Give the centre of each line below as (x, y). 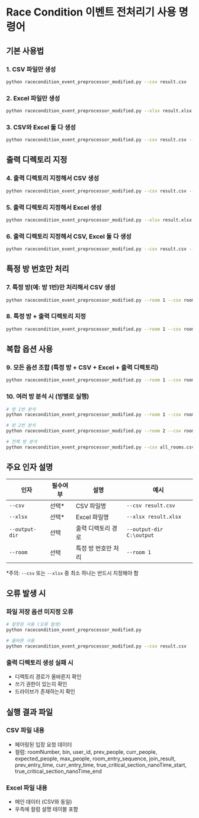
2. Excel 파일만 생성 (33, 98)
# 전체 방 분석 (22, 442)
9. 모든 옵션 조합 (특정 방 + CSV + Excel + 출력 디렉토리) (82, 368)
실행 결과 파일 (30, 712)
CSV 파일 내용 (25, 730)
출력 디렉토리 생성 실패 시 (40, 662)
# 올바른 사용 (20, 641)
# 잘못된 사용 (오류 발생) (34, 624)
